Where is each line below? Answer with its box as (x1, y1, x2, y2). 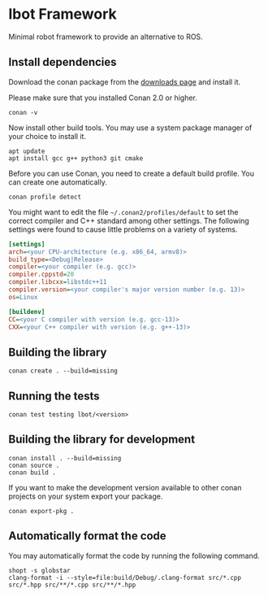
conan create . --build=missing (8, 367, 118, 375)
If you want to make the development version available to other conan (8, 482, 242, 492)
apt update (8, 147, 45, 155)
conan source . (8, 461, 60, 469)
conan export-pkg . (8, 507, 75, 515)
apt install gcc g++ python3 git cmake (8, 154, 144, 163)
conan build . (8, 468, 57, 477)
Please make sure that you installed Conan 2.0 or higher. (8, 93, 197, 102)
